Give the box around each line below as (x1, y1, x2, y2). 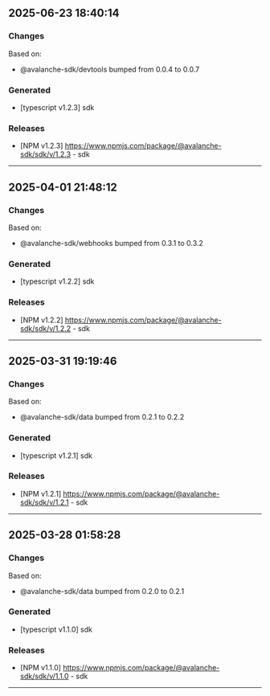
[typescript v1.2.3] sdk (19, 102, 95, 112)
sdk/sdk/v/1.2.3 (19, 149, 71, 159)
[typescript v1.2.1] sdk (19, 450, 92, 461)
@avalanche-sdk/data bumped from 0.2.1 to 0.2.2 (19, 412, 185, 422)
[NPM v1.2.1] (19, 489, 62, 498)
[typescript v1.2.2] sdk (19, 276, 95, 286)
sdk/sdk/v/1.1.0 (19, 671, 70, 682)
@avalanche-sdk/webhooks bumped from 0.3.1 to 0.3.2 (19, 238, 203, 248)
